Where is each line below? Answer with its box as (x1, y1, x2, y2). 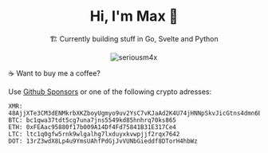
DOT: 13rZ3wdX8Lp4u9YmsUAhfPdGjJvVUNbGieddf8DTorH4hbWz (8, 137, 198, 145)
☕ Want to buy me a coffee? (8, 68, 101, 78)
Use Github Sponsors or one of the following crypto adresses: (8, 87, 212, 96)
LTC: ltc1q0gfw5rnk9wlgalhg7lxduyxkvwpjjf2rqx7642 (8, 130, 180, 138)
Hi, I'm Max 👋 (89, 7, 179, 25)
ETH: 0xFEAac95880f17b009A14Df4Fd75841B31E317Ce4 (8, 123, 177, 131)
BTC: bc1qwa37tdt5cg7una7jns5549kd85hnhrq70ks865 (8, 116, 177, 124)
